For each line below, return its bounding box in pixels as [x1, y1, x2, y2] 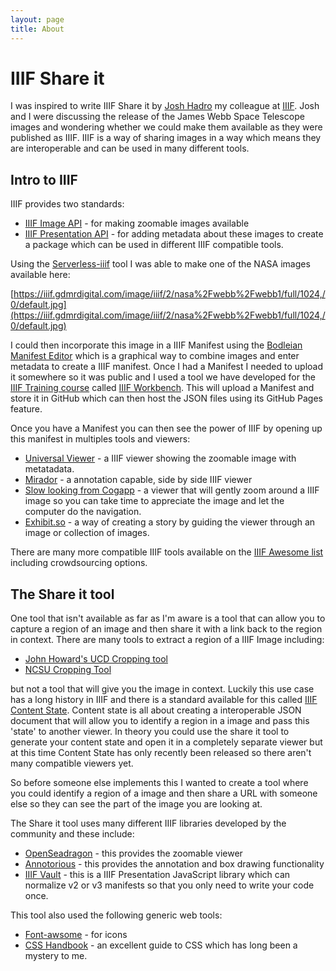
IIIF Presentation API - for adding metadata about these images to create [24, 228, 324, 240]
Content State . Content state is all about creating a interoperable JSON [10, 704, 302, 716]
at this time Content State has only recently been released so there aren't [10, 747, 312, 759]
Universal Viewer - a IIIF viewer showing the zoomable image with [24, 452, 297, 465]
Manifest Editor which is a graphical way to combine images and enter [10, 350, 300, 362]
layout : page [10, 14, 65, 25]
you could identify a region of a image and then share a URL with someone [10, 787, 318, 800]
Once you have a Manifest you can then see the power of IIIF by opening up [10, 422, 323, 435]
